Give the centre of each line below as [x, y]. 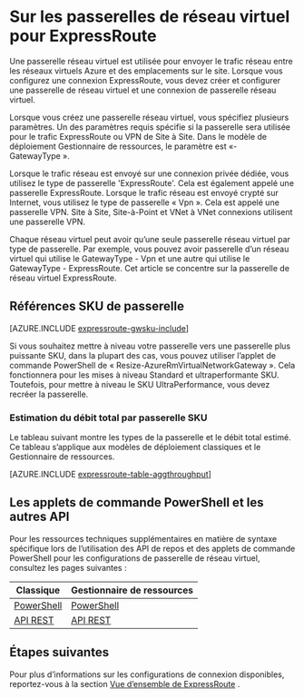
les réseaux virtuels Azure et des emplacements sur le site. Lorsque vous [146, 71]
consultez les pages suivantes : [68, 567]
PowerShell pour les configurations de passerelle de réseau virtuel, [135, 558]
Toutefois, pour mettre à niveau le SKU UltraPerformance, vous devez [140, 384]
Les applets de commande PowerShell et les [137, 502]
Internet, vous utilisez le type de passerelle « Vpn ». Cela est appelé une [144, 202]
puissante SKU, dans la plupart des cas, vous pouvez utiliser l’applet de [143, 355]
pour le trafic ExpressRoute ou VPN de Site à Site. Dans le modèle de [138, 136]
